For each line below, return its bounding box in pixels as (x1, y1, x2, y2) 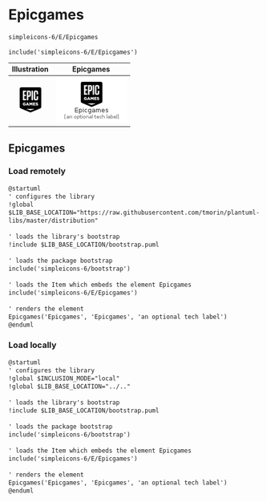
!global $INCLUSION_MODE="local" (8, 374, 120, 383)
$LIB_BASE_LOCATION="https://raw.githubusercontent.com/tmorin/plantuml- (8, 208, 261, 217)
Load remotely (8, 165, 67, 176)
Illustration (11, 64, 50, 74)
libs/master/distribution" (8, 217, 99, 225)
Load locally (8, 339, 57, 350)
